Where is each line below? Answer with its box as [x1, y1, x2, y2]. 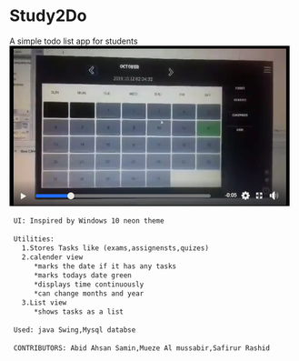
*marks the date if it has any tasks [33, 261, 177, 271]
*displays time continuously [33, 279, 145, 289]
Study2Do [9, 5, 87, 26]
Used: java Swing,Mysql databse [13, 325, 136, 335]
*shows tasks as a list [33, 306, 125, 316]
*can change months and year [33, 288, 145, 298]
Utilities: [13, 234, 55, 244]
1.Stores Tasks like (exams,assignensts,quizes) [21, 243, 209, 253]
